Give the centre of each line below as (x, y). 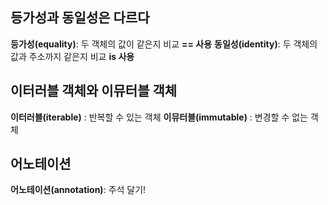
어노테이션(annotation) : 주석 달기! (78, 190)
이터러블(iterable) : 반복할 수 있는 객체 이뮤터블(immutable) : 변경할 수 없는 (159, 117)
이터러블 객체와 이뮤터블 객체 (94, 91)
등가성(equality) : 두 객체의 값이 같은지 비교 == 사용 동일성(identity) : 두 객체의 (164, 44)
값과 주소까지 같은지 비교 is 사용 (72, 56)
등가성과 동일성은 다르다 (80, 18)
